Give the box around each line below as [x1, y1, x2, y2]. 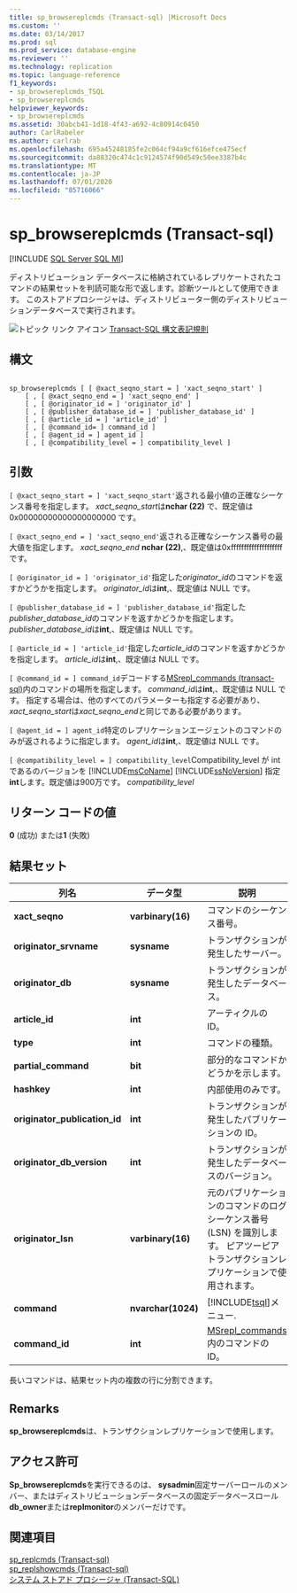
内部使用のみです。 [207, 1084, 286, 1096]
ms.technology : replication [9, 63, 113, 72]
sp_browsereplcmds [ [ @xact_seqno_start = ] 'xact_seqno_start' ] [9, 384, 263, 392]
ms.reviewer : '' [9, 54, 69, 63]
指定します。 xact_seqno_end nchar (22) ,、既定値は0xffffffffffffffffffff [32, 541, 283, 552]
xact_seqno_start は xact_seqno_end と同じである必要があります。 [9, 705, 246, 716]
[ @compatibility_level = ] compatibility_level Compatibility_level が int [9, 754, 281, 765]
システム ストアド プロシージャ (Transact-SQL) [9, 1574, 179, 1584]
